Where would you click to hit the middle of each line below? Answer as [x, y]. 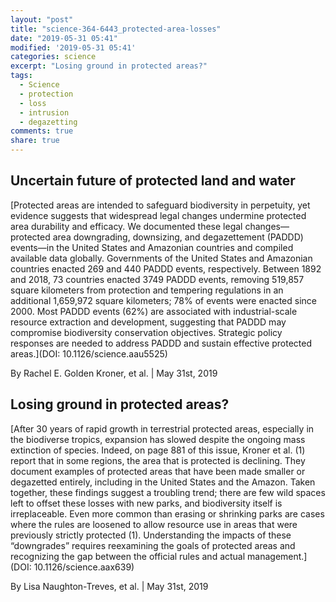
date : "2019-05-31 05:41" [64, 38]
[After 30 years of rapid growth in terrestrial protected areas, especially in [162, 428]
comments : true [42, 131]
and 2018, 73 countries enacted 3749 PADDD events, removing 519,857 [157, 279]
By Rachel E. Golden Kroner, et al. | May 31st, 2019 [114, 373]
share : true [35, 141]
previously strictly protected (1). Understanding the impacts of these [151, 535]
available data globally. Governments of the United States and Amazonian [161, 258]
